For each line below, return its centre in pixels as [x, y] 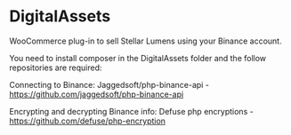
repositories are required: [56, 67]
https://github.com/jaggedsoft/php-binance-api [97, 94]
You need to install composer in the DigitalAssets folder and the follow [138, 58]
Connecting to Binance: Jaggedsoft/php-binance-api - [109, 84]
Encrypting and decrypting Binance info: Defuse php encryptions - [131, 111]
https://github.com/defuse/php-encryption [88, 121]
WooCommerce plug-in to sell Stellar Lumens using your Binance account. [145, 41]
